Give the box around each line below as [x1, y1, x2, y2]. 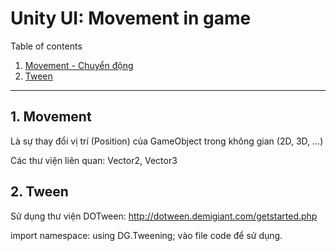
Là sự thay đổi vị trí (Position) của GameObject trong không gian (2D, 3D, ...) [10, 135, 324, 147]
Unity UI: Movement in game [10, 7, 252, 30]
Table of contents [10, 40, 83, 52]
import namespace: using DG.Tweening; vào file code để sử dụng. [10, 229, 283, 241]
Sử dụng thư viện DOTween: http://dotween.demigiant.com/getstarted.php [10, 210, 318, 222]
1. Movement [10, 108, 92, 126]
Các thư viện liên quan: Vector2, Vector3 [10, 154, 178, 166]
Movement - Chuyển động [24, 59, 134, 71]
